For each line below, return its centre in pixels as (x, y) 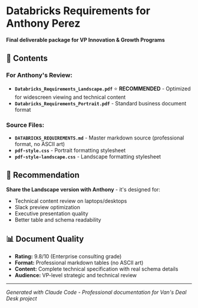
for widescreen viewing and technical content (70, 97)
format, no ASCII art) (40, 144)
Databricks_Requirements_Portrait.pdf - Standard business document (100, 103)
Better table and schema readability (58, 219)
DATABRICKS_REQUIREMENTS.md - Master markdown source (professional (99, 138)
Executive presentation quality (51, 213)
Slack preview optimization (47, 207)
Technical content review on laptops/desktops (71, 201)
